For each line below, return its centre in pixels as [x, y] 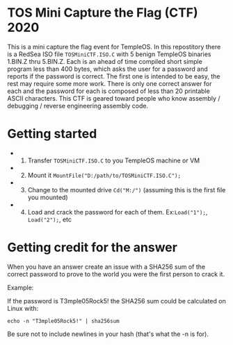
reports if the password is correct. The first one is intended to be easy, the [114, 76]
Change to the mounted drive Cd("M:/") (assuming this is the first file [127, 190]
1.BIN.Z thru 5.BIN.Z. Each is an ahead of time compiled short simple [105, 61]
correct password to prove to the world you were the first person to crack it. [116, 274]
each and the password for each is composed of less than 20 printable [109, 91]
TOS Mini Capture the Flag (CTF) [103, 13]
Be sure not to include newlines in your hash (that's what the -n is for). [108, 334]
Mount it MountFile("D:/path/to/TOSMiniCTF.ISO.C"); [104, 175]
